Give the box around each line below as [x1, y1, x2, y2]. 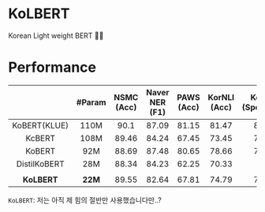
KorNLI [207, 91, 235, 102]
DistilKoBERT [16, 158, 65, 169]
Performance [8, 58, 97, 76]
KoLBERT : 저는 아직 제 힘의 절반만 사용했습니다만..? [8, 195, 162, 205]
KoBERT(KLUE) [12, 120, 69, 131]
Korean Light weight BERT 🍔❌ [8, 31, 104, 40]
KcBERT [25, 132, 56, 143]
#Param [76, 96, 106, 107]
